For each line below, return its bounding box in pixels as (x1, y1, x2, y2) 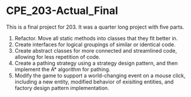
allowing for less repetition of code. (14, 53, 101, 60)
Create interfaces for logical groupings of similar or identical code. (14, 41, 176, 48)
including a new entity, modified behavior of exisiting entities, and (14, 78, 174, 85)
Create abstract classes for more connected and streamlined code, (14, 47, 177, 54)
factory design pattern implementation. (14, 84, 110, 91)
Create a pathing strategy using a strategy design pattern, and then (14, 60, 178, 67)
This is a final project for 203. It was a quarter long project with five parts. (6, 23, 185, 30)
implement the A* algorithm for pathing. (14, 65, 110, 72)
